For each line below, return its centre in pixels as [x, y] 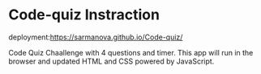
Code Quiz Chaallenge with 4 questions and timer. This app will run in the [131, 52]
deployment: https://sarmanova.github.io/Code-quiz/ [96, 37]
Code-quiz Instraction [84, 15]
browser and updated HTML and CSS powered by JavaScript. [111, 61]
